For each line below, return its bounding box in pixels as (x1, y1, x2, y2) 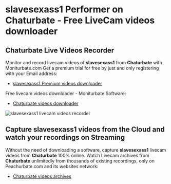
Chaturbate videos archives (12, 173, 72, 179)
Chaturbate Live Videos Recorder (5, 46, 115, 54)
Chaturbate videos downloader (12, 100, 79, 106)
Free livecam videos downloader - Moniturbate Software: (5, 90, 126, 96)
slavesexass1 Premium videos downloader (12, 81, 103, 86)
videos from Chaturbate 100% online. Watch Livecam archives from (5, 152, 150, 158)
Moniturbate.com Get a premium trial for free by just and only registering (5, 65, 159, 71)
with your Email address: (5, 70, 58, 77)
